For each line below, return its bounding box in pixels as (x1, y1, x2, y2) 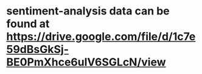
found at (6, 17, 50, 31)
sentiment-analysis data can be (6, 4, 170, 18)
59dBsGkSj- (6, 43, 69, 57)
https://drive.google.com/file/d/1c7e (6, 30, 196, 43)
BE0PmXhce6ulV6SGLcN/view (6, 55, 166, 69)
